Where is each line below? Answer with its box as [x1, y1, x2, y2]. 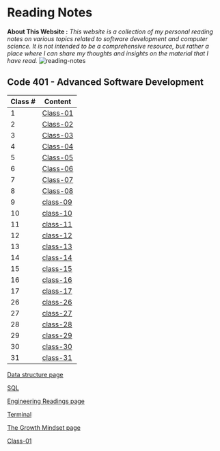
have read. [7, 56, 38, 64]
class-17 [42, 286, 73, 296]
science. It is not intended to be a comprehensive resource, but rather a [7, 42, 210, 50]
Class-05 [42, 153, 74, 162]
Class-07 [42, 175, 74, 184]
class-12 [42, 231, 73, 240]
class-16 [42, 275, 73, 285]
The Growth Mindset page [7, 423, 81, 432]
